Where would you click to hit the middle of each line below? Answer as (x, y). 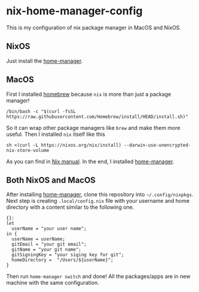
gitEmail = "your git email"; (49, 244)
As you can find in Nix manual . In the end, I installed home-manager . (90, 161)
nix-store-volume (28, 150)
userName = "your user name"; (49, 229)
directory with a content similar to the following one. (70, 207)
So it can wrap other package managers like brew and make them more (93, 127)
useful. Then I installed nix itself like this (56, 134)
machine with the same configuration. (53, 283)
